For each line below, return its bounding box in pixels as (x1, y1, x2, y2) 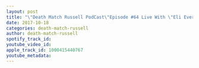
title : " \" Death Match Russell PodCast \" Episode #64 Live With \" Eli (6, 14, 182, 20)
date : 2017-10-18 (6, 20, 49, 25)
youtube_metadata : (6, 53, 52, 59)
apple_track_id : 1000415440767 (6, 47, 84, 53)
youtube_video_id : (6, 42, 52, 48)
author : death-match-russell (6, 31, 78, 37)
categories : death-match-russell (6, 25, 89, 31)
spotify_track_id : (6, 36, 52, 42)
